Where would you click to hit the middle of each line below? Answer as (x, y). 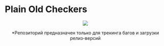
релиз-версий (85, 38)
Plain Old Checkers (46, 9)
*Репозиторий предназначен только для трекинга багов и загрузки (85, 33)
